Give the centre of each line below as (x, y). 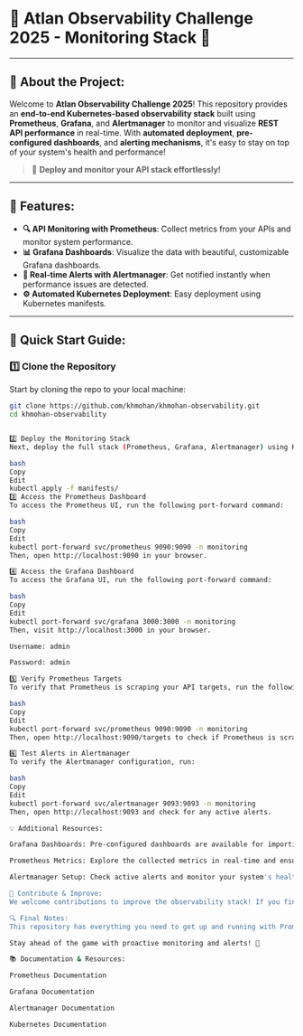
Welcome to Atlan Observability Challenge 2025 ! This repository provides (149, 104)
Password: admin (40, 663)
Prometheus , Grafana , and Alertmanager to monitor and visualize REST (144, 123)
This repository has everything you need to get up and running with (143, 927)
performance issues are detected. (85, 284)
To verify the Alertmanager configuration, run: (102, 762)
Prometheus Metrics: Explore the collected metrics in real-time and (143, 861)
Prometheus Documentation (58, 975)
